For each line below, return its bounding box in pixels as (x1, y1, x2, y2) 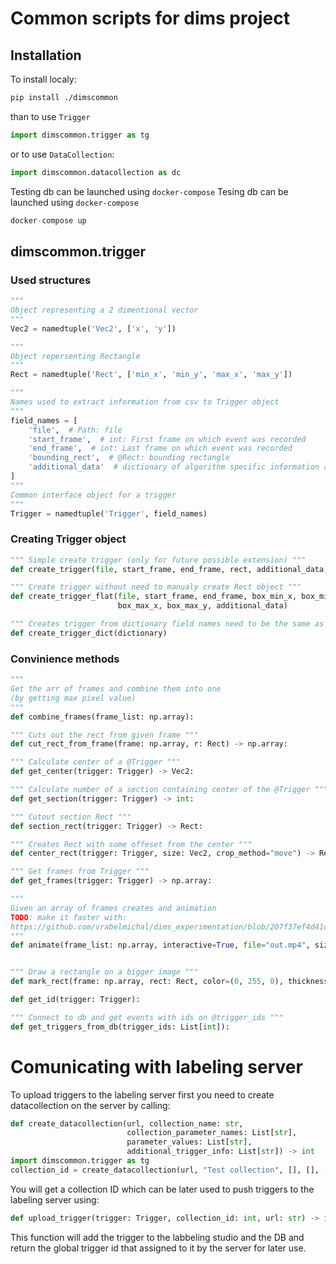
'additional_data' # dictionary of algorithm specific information (28, 462, 320, 472)
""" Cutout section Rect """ (10, 812, 132, 822)
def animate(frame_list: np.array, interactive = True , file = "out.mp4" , (10, 940, 311, 951)
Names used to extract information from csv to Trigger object (10, 397, 280, 407)
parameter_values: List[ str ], (126, 1137, 253, 1147)
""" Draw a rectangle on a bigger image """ (10, 967, 199, 977)
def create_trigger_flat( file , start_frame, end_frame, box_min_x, (10, 592, 298, 602)
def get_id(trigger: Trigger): (10, 995, 141, 1005)
